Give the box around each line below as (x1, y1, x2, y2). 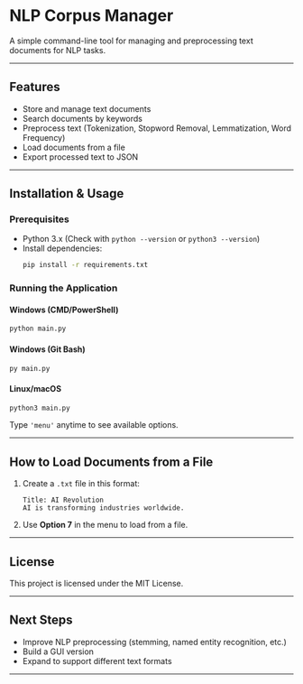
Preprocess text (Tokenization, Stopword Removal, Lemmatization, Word (22, 123, 291, 134)
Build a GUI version (22, 646, 95, 657)
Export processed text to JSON (22, 151, 139, 162)
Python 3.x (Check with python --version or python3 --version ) (22, 234, 261, 245)
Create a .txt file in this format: (22, 478, 140, 489)
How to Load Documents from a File (9, 454, 214, 469)
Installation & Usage (9, 186, 124, 201)
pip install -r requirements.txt (22, 261, 149, 270)
